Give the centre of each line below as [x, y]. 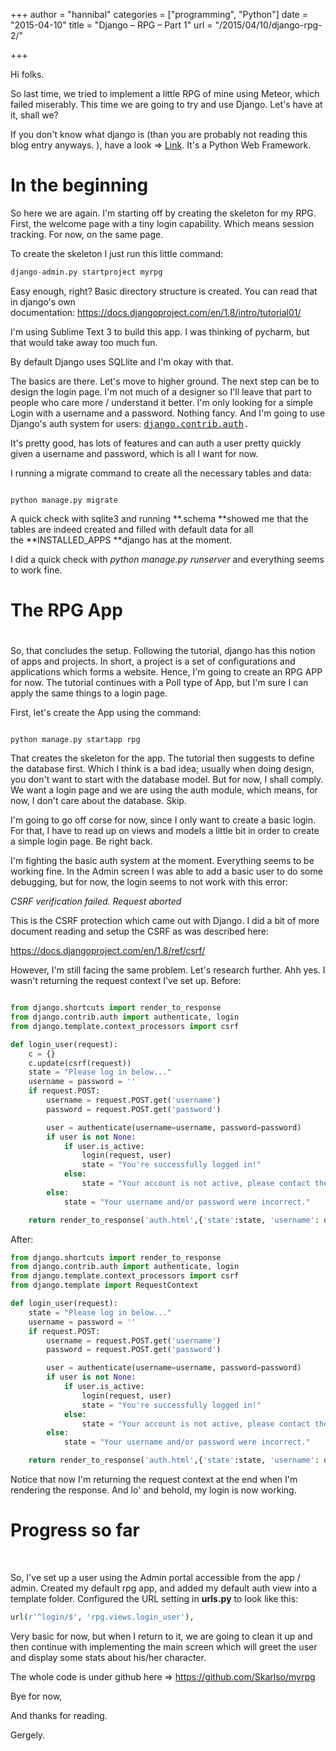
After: [22, 1239]
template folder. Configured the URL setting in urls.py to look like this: [154, 1598]
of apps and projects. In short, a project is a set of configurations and [153, 661]
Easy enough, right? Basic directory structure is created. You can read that [164, 291]
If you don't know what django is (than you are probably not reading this [159, 134]
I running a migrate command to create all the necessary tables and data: [161, 473]
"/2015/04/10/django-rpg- [268, 25]
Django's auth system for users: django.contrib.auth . [130, 423]
